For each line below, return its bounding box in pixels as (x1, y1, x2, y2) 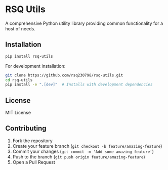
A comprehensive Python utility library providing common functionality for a (5, 20, 163, 26)
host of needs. (5, 25, 35, 31)
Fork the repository (12, 138, 53, 144)
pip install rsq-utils (5, 54, 53, 59)
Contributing (5, 124, 47, 133)
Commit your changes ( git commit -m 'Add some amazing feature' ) (12, 148, 154, 154)
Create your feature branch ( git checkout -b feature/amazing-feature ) (12, 143, 162, 149)
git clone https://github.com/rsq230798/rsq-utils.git (5, 72, 123, 78)
